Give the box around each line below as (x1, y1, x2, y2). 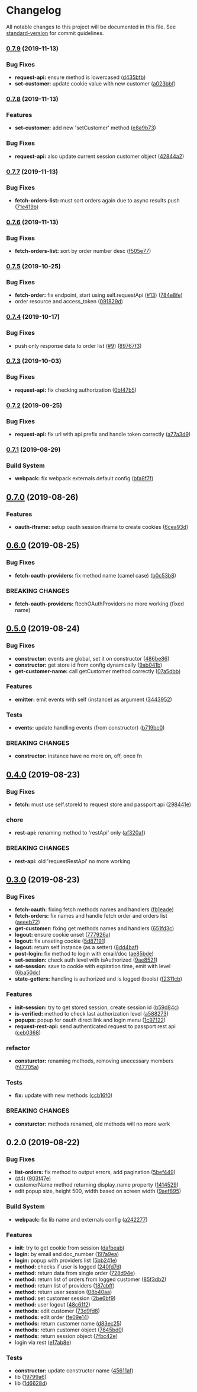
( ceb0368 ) (14, 1029, 41, 1036)
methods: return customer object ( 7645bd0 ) (14, 1326, 124, 1333)
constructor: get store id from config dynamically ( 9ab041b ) (14, 661, 163, 668)
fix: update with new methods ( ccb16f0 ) (14, 1092, 113, 1099)
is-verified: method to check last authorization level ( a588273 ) (14, 1010, 169, 1017)
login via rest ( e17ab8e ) (14, 1339, 72, 1346)
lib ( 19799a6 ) (14, 1374, 47, 1381)
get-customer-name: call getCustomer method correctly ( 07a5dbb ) (14, 667, 181, 674)
